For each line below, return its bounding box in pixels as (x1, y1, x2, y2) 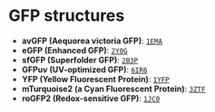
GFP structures (8, 5, 125, 26)
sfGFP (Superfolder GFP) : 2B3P (21, 54, 139, 65)
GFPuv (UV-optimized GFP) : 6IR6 (21, 64, 148, 75)
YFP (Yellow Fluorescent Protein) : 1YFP (21, 73, 170, 84)
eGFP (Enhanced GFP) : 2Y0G (21, 44, 128, 55)
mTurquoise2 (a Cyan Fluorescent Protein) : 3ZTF (21, 83, 206, 94)
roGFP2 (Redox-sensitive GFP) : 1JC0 (21, 92, 161, 104)
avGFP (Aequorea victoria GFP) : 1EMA (21, 35, 163, 46)
